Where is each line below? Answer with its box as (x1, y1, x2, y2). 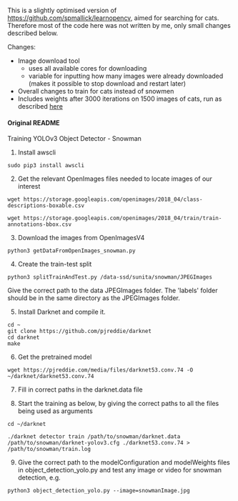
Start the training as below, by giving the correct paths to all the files (17, 400, 219, 408)
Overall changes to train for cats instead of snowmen (17, 87, 174, 95)
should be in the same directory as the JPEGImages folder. (7, 294, 180, 302)
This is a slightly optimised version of (7, 6, 117, 14)
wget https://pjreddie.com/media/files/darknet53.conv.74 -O (7, 367, 194, 374)
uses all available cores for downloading (28, 64, 147, 72)
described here (17, 102, 63, 110)
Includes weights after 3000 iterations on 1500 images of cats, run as (17, 94, 222, 103)
